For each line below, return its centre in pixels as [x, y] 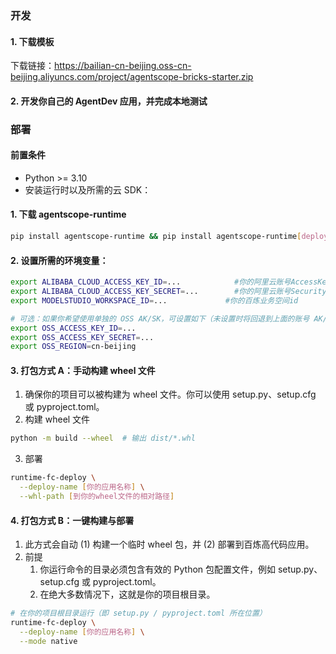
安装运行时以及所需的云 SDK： [88, 189]
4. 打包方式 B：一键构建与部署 [72, 520]
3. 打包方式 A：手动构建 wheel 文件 [83, 370]
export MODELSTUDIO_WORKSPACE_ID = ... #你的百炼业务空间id [154, 300]
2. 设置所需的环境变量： [59, 260]
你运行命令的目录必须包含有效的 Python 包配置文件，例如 [158, 569]
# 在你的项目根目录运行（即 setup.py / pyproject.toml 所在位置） [138, 613]
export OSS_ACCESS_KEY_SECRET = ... [82, 337]
